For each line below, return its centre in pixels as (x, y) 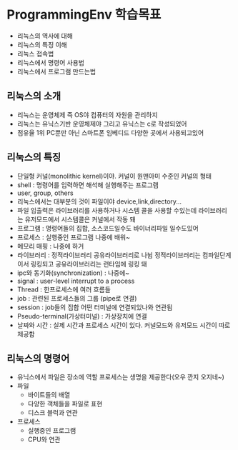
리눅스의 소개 (34, 96)
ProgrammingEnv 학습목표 (84, 15)
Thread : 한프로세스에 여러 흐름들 (64, 289)
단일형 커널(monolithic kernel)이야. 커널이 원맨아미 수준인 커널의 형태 (114, 176)
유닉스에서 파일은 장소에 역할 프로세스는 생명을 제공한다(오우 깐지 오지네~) (120, 377)
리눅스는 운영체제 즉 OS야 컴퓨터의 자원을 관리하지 (87, 114)
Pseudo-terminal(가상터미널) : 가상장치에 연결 (82, 316)
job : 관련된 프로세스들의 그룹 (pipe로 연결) (77, 298)
